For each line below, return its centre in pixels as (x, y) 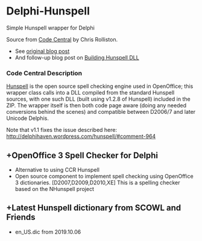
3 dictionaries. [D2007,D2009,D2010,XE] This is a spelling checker (97, 183)
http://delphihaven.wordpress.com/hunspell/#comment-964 (81, 136)
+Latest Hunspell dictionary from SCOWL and (94, 208)
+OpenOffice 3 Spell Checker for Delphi (82, 155)
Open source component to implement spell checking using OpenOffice (104, 177)
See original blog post (42, 51)
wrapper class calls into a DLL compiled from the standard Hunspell (90, 93)
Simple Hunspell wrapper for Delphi (50, 28)
